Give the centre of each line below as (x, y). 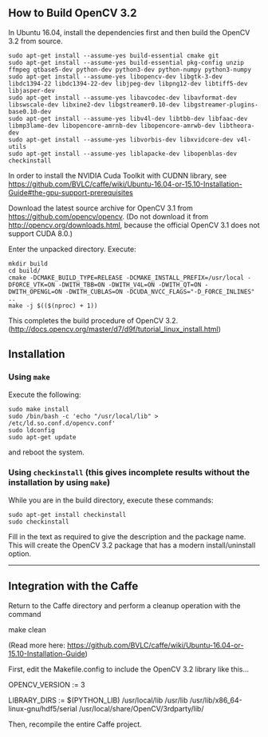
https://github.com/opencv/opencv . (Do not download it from (108, 216)
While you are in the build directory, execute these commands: (111, 500)
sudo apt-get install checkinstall (67, 515)
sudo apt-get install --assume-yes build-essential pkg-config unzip (126, 62)
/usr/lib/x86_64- (216, 700)
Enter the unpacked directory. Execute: (73, 249)
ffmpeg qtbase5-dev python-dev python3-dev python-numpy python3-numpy (130, 70)
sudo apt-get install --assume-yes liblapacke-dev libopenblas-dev (123, 154)
